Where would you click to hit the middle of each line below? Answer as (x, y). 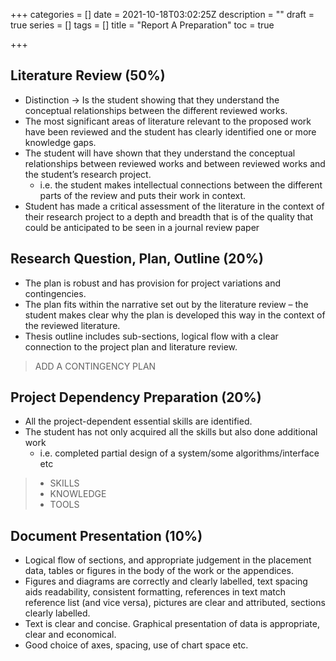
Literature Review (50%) (88, 75)
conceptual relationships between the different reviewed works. (156, 110)
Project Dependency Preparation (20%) (136, 397)
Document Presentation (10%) (106, 535)
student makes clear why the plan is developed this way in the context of (175, 315)
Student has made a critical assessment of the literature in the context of (174, 206)
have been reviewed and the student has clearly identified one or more (170, 131)
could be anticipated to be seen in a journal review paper (142, 227)
